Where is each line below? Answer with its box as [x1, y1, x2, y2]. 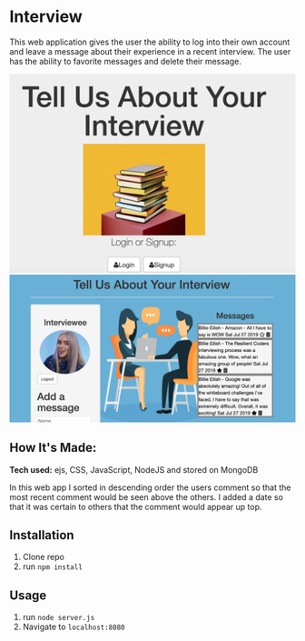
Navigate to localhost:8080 [22, 621, 125, 633]
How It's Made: [9, 440, 97, 456]
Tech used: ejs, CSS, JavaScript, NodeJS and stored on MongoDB [9, 464, 259, 475]
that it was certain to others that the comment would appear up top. [9, 501, 262, 512]
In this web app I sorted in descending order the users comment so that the [9, 482, 291, 493]
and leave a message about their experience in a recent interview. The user [9, 45, 291, 56]
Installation [9, 527, 74, 543]
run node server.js [22, 612, 95, 623]
